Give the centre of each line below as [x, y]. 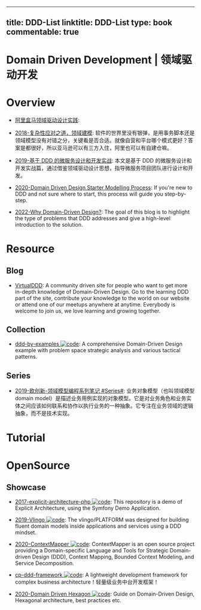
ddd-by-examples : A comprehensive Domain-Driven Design [98, 344]
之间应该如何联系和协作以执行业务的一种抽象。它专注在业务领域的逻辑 [106, 406]
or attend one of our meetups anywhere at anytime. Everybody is [95, 304]
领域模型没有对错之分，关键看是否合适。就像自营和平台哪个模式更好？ [101, 140]
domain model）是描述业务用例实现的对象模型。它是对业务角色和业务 [100, 398]
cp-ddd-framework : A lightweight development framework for [101, 575]
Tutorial [26, 438]
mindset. [26, 533]
